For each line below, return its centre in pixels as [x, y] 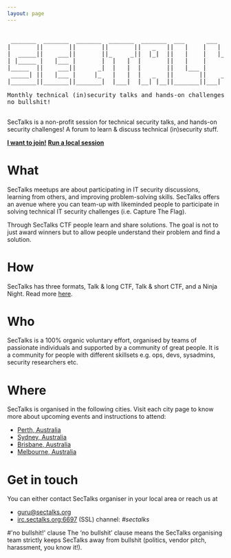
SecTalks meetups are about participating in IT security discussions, [104, 189]
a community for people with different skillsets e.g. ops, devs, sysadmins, [111, 355]
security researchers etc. [43, 362]
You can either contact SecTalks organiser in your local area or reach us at [112, 499]
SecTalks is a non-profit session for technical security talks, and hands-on [112, 122]
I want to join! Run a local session [56, 143]
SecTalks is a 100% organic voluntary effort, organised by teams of [102, 340]
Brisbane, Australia [44, 444]
